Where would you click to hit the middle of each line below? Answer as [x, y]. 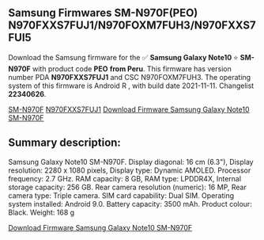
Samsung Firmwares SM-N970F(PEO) [103, 13]
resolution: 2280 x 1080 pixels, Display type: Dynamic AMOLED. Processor [130, 170]
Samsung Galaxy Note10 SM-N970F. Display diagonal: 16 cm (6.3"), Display [131, 162]
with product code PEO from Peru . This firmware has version [132, 69]
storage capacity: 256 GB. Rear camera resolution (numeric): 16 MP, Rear [127, 187]
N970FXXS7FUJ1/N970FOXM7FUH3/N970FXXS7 [132, 26]
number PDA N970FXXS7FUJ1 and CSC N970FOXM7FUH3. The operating [130, 77]
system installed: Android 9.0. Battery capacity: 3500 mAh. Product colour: [130, 204]
